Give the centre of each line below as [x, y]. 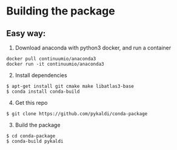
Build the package [38, 125]
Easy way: [26, 33]
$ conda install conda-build [43, 92]
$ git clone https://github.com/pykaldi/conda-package [77, 114]
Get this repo [31, 103]
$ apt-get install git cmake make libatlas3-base [70, 86]
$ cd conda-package [31, 136]
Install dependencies [41, 75]
